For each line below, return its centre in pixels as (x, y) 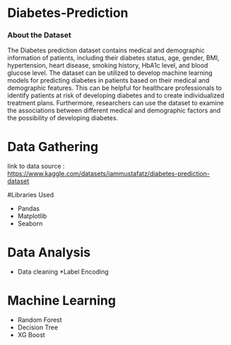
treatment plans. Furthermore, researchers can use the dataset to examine (115, 103)
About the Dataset (40, 35)
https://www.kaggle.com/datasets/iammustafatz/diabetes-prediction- (109, 174)
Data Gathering (53, 147)
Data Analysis (49, 252)
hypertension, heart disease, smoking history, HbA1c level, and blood (108, 66)
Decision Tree (38, 327)
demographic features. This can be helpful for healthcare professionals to (115, 88)
